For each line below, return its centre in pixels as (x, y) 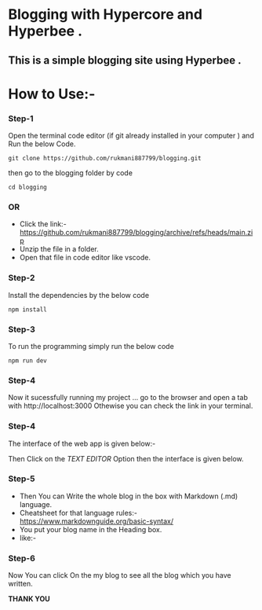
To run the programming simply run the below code (91, 346)
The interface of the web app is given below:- (82, 443)
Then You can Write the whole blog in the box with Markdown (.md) (129, 496)
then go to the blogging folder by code (71, 173)
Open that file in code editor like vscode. (85, 258)
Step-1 (21, 118)
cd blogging (27, 187)
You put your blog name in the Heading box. (91, 529)
